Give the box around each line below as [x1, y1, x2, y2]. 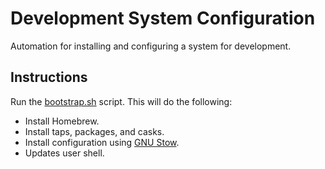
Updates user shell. [24, 147, 105, 159]
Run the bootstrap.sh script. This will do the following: [10, 95, 233, 107]
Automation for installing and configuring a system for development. [10, 40, 292, 52]
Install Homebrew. [24, 115, 100, 127]
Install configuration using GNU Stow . [24, 136, 180, 148]
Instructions [10, 69, 88, 86]
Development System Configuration [10, 7, 316, 30]
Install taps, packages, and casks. [24, 125, 165, 137]
